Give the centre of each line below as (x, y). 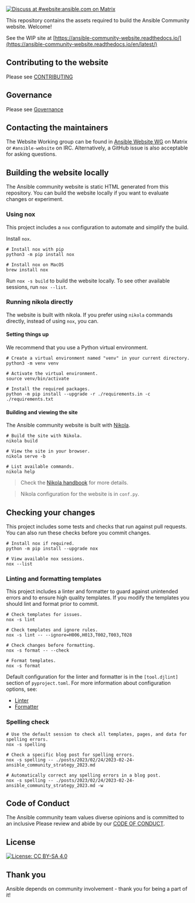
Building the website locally (58, 173)
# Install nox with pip (35, 249)
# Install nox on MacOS (35, 265)
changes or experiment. (35, 199)
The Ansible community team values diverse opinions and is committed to (95, 817)
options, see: (22, 689)
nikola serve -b (26, 456)
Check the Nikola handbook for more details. (74, 483)
